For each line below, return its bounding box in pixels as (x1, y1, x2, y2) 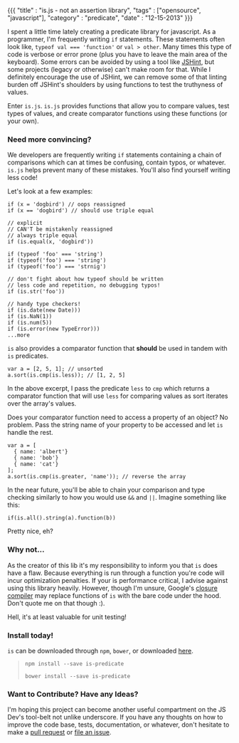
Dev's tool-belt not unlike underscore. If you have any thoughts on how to (7, 713, 223, 722)
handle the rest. (7, 428, 53, 437)
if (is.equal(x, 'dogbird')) (7, 238, 94, 246)
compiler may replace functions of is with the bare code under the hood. (7, 591, 222, 600)
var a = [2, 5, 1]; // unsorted (7, 366, 103, 373)
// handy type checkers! (7, 300, 81, 308)
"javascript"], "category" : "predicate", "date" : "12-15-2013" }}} (7, 14, 193, 22)
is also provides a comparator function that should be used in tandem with (7, 344, 228, 353)
